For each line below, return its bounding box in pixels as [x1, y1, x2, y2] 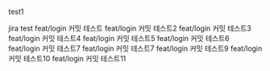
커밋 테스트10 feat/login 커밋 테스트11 [8, 54, 127, 63]
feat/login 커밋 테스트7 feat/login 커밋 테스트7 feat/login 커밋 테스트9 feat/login [8, 44, 263, 53]
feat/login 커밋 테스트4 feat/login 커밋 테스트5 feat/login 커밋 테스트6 [8, 34, 230, 43]
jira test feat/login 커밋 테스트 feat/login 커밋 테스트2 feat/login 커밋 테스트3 [8, 23, 252, 33]
